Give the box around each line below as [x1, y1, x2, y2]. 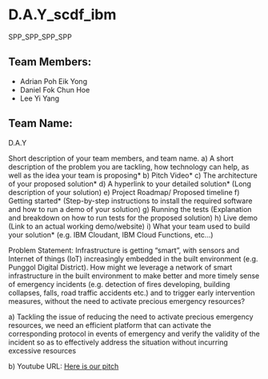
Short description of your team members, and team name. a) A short [8, 154, 234, 163]
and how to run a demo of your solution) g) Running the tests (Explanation [8, 204, 252, 213]
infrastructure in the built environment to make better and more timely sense [8, 270, 260, 281]
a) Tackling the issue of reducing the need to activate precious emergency [8, 312, 254, 321]
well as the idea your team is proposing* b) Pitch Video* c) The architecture [8, 170, 258, 180]
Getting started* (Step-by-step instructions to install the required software [8, 196, 253, 205]
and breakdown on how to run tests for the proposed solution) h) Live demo [8, 213, 258, 222]
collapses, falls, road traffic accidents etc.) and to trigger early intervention [8, 288, 255, 297]
